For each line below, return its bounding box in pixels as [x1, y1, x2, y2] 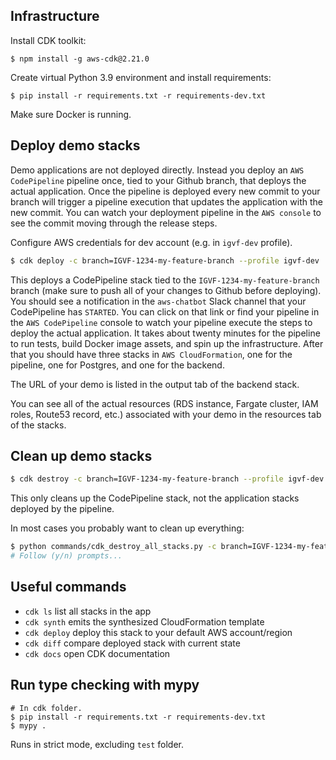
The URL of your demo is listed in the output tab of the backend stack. [10, 378, 300, 390]
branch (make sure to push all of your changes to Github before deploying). [10, 284, 322, 296]
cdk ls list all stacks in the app [24, 605, 152, 617]
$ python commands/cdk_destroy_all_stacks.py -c [10, 542, 217, 552]
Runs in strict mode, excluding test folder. [10, 738, 185, 750]
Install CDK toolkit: [10, 34, 87, 46]
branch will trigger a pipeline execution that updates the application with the [10, 195, 323, 208]
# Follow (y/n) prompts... [10, 551, 123, 561]
